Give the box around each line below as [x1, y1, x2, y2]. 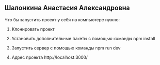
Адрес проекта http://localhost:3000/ [11, 54, 88, 60]
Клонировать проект [11, 26, 55, 32]
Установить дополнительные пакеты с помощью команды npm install [11, 35, 156, 41]
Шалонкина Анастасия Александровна [4, 4, 130, 12]
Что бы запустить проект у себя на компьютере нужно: [4, 16, 120, 22]
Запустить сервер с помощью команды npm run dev [11, 45, 121, 50]
